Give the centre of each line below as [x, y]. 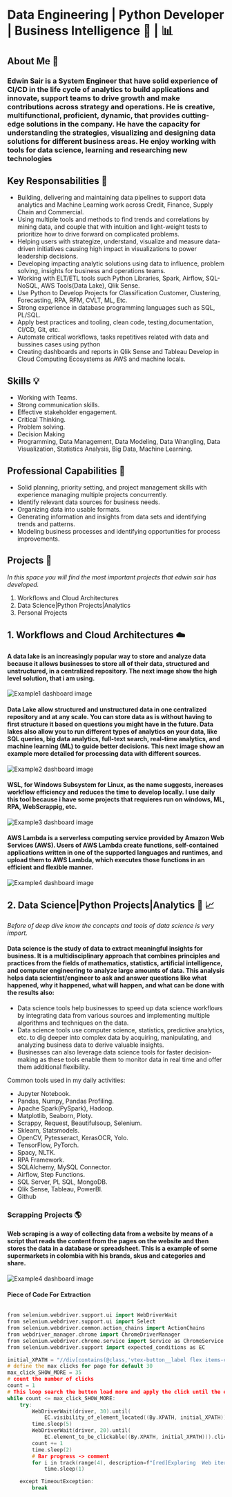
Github [27, 1196]
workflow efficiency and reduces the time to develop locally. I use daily [111, 792]
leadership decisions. [47, 257]
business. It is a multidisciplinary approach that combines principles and [114, 956]
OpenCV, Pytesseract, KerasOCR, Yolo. [73, 1137]
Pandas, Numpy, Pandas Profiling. [65, 1101]
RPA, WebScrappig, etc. [42, 807]
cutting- [195, 115]
